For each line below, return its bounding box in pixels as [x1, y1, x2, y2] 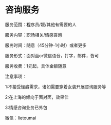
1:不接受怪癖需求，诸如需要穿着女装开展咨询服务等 [5, 83, 106, 89]
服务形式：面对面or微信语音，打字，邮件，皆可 [5, 52, 99, 59]
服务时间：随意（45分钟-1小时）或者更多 [5, 42, 87, 48]
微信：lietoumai [5, 115, 37, 121]
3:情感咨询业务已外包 [5, 104, 48, 110]
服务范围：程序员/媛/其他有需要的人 [5, 21, 77, 27]
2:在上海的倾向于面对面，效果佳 [5, 94, 69, 100]
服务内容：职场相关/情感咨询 [5, 32, 62, 38]
